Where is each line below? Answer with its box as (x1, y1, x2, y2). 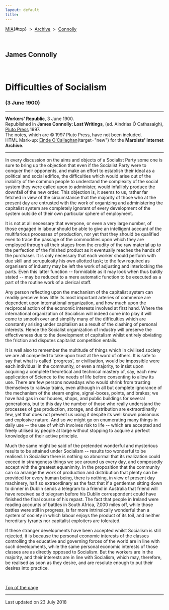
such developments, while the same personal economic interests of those (5, 543, 158, 549)
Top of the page (5, 584, 39, 590)
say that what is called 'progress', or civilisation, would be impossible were (5, 358, 160, 364)
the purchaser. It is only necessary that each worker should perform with (5, 252, 156, 258)
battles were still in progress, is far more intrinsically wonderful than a (5, 507, 150, 513)
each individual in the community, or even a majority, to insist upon (5, 363, 144, 369)
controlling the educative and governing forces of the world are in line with (5, 538, 160, 544)
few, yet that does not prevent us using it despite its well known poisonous (5, 411, 159, 417)
